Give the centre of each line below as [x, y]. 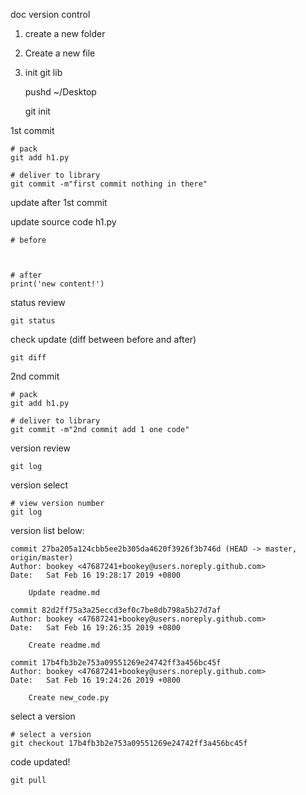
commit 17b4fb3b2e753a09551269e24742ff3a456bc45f [116, 663]
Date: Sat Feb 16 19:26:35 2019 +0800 [96, 628]
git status [33, 321]
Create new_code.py [69, 698]
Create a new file [60, 53]
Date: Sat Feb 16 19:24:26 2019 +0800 [96, 680]
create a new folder [65, 33]
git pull [28, 780]
